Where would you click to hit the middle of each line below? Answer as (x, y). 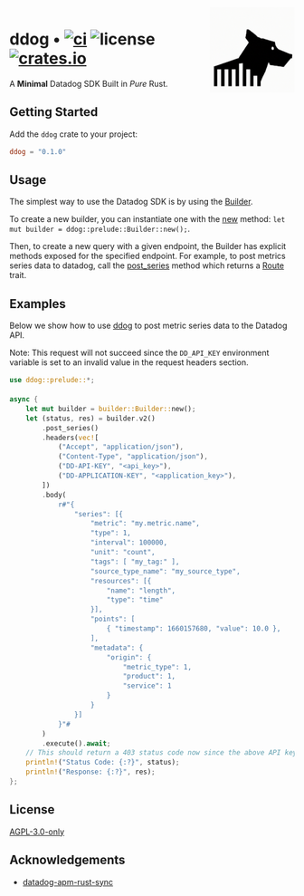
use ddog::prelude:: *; (52, 381)
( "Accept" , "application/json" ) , (120, 447)
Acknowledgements (67, 860)
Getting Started (54, 112)
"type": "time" (135, 600)
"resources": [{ (121, 581)
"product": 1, (149, 677)
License (32, 809)
